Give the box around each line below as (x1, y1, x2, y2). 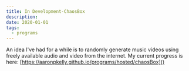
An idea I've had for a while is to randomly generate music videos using (6, 46, 179, 53)
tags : (6, 24, 19, 31)
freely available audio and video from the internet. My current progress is (6, 52, 183, 59)
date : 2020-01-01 (6, 19, 49, 25)
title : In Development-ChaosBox (6, 8, 85, 15)
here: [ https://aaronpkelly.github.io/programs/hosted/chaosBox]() (6, 59, 165, 66)
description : (6, 14, 38, 20)
